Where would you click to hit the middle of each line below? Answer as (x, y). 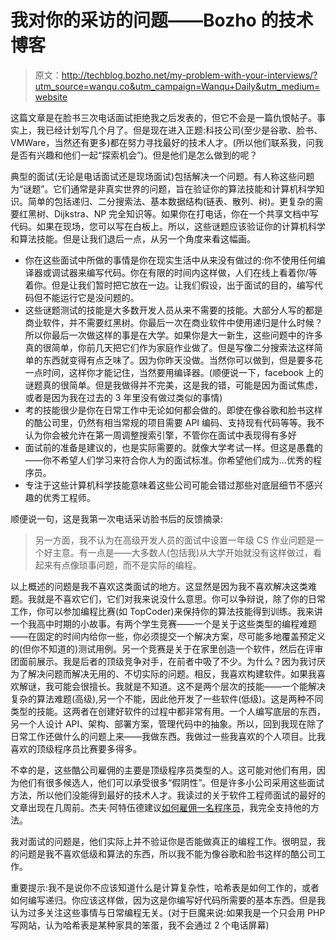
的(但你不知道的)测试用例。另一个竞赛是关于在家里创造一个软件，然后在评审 (167, 648)
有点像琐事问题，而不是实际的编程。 (127, 565)
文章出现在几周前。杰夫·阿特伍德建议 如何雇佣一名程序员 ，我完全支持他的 (161, 807)
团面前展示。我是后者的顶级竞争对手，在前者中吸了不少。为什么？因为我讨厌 (168, 661)
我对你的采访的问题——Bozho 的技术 (162, 20)
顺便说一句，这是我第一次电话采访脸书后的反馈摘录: (117, 518)
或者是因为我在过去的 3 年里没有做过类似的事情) (123, 397)
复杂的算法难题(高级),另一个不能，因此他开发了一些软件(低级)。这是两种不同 (167, 698)
